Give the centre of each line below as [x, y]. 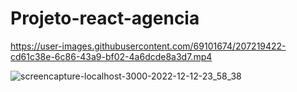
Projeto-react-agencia [105, 18]
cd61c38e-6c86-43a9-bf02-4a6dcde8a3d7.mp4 [111, 56]
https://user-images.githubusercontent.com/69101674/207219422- [148, 46]
